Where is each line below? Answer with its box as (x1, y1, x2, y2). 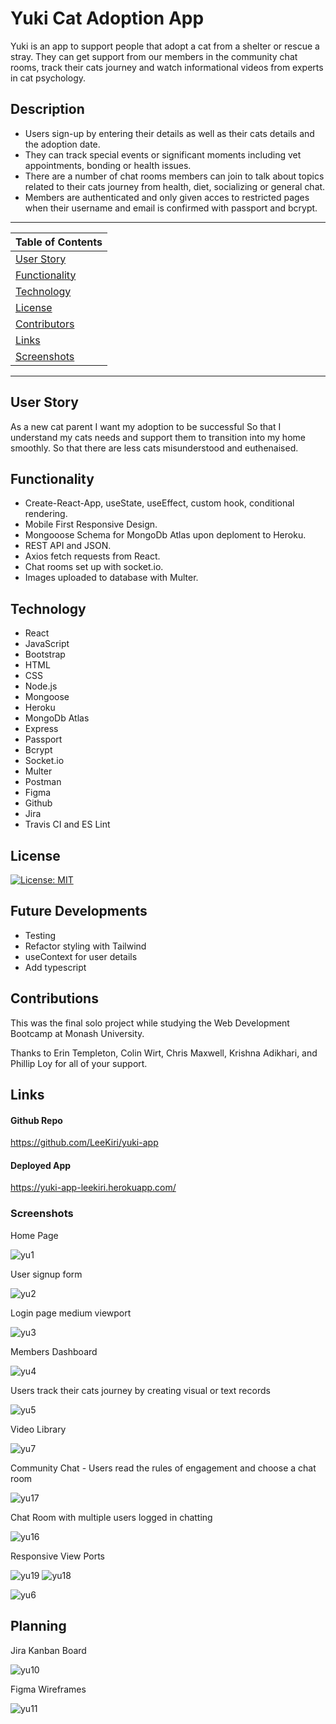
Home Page (10, 1229, 59, 1241)
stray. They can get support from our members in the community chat (10, 50, 298, 62)
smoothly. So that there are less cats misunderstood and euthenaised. (10, 442, 299, 454)
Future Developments (10, 903, 148, 920)
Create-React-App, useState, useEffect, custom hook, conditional (24, 497, 295, 509)
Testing (24, 929, 57, 941)
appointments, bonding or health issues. (24, 159, 192, 171)
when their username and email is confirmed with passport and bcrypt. (24, 202, 318, 214)
